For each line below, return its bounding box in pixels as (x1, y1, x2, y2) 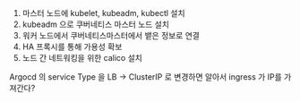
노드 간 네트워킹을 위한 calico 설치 (21, 53, 143, 63)
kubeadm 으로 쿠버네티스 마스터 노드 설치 (21, 19, 170, 30)
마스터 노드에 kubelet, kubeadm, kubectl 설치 (21, 8, 185, 18)
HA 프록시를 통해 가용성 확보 (21, 41, 123, 52)
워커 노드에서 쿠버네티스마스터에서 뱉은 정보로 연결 (21, 30, 200, 40)
